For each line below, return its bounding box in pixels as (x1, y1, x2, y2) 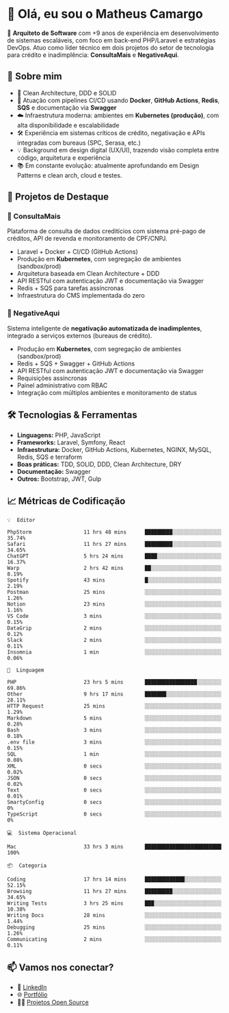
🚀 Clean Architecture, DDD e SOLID (16, 88, 117, 97)
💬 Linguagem (7, 667, 44, 674)
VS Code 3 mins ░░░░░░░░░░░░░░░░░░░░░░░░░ (7, 613, 222, 620)
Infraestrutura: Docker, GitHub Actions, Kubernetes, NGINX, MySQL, (16, 445, 212, 453)
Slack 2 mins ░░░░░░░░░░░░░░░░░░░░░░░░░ (7, 637, 222, 644)
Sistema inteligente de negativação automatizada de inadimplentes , (7, 324, 202, 332)
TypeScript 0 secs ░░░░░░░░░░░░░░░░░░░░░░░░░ (7, 811, 222, 818)
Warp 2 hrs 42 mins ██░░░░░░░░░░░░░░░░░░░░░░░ (7, 565, 222, 572)
